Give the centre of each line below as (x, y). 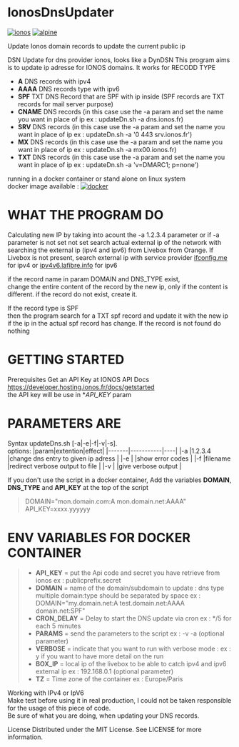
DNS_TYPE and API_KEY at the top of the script (78, 487)
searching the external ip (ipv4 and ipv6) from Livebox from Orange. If (111, 250)
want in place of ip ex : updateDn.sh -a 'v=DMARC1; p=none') (108, 164)
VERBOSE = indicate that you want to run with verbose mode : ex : (133, 648)
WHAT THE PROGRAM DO (86, 215)
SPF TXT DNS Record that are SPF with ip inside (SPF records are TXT (121, 96)
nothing (19, 331)
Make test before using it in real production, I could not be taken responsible (119, 700)
